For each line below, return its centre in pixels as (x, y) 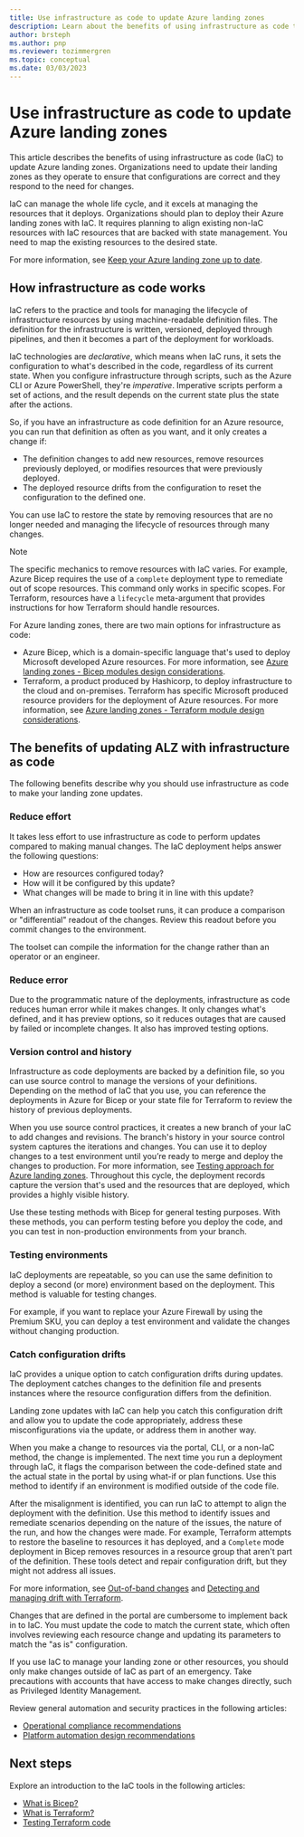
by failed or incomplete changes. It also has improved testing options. (139, 1029)
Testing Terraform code (66, 1822)
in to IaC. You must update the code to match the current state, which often (150, 1624)
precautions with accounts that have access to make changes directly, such (151, 1680)
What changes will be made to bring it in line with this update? (138, 892)
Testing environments (59, 1255)
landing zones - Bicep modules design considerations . (124, 671)
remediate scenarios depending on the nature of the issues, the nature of (146, 1522)
